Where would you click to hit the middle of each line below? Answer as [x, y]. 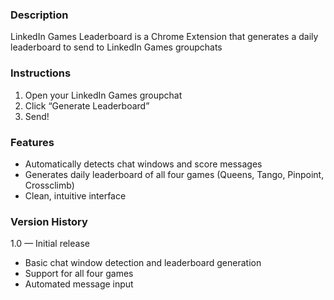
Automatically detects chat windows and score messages [143, 164]
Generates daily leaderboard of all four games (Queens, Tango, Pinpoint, [174, 174]
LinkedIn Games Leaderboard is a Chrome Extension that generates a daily [164, 37]
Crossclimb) [49, 185]
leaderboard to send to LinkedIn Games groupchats [116, 47]
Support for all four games [79, 274]
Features [32, 142]
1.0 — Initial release [50, 244]
